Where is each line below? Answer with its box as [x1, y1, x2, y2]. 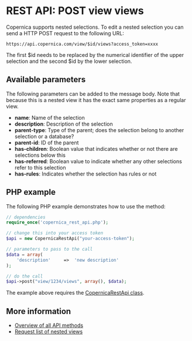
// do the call [6, 273, 43, 279]
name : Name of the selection [14, 114, 85, 121]
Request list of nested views [14, 328, 83, 335]
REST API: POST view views [6, 4, 145, 18]
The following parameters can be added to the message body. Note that [6, 90, 180, 97]
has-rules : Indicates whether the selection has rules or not [14, 170, 157, 177]
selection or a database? [14, 133, 74, 140]
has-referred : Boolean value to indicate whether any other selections [14, 157, 183, 165]
